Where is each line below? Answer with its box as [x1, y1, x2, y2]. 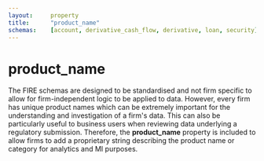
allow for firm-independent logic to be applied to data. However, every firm [8, 94, 251, 104]
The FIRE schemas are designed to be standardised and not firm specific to [8, 86, 253, 95]
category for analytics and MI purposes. [8, 145, 138, 154]
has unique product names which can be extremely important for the [8, 103, 230, 112]
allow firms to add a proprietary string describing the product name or [8, 136, 235, 145]
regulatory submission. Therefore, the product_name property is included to [8, 127, 256, 137]
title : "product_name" [8, 19, 101, 27]
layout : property [8, 11, 79, 20]
